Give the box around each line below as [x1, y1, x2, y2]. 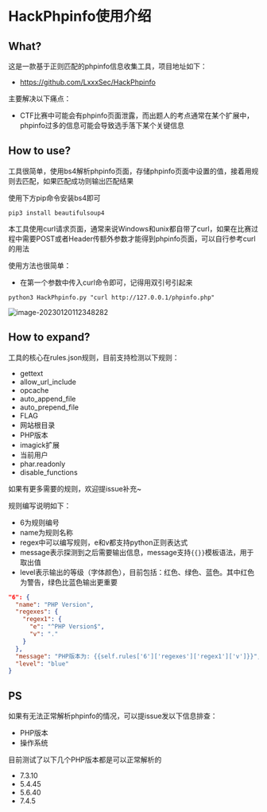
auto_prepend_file [19, 402, 79, 412]
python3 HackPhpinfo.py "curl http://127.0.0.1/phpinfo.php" [8, 293, 215, 301]
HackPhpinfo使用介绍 [8, 7, 152, 25]
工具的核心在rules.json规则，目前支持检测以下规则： [8, 352, 180, 362]
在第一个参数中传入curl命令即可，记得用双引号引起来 [19, 278, 193, 287]
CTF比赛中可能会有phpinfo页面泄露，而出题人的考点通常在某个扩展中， [19, 111, 254, 120]
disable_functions [19, 467, 78, 477]
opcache [19, 385, 49, 394]
